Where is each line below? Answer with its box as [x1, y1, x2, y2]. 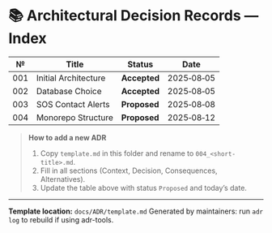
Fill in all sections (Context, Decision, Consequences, [40, 166, 218, 175]
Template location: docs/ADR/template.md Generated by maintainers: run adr [8, 206, 263, 216]
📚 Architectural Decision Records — [8, 6, 259, 25]
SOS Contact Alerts [36, 98, 110, 110]
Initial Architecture [36, 72, 106, 84]
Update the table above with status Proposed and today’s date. [40, 183, 247, 192]
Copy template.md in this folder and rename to [40, 148, 194, 158]
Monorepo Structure [36, 111, 113, 123]
